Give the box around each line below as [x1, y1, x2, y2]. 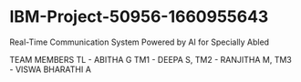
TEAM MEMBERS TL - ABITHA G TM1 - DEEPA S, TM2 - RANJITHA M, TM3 [9, 54, 292, 65]
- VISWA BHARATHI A [9, 64, 91, 75]
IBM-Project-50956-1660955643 [9, 6, 269, 27]
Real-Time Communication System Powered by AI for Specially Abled [9, 36, 270, 47]
